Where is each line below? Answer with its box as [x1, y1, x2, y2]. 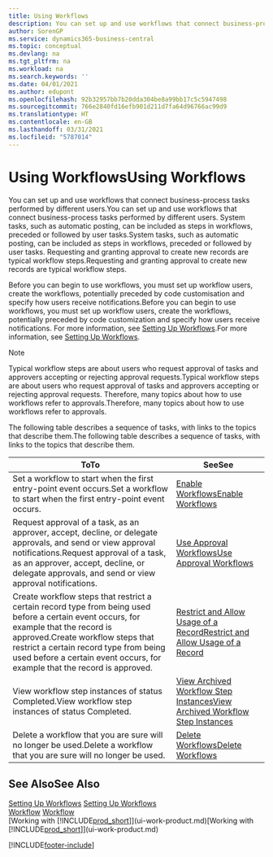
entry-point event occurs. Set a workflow [12, 483, 169, 494]
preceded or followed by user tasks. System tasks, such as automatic [8, 230, 240, 239]
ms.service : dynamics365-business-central [8, 34, 154, 43]
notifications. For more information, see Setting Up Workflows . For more [8, 323, 248, 333]
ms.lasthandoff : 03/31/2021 [8, 125, 104, 133]
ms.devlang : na [8, 50, 60, 58]
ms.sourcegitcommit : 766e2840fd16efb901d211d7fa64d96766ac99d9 [8, 103, 227, 111]
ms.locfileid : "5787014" [8, 133, 93, 141]
